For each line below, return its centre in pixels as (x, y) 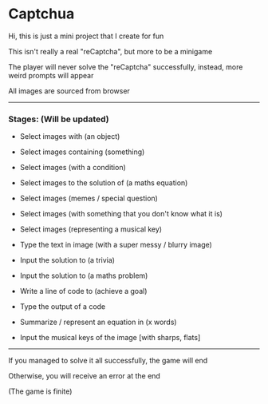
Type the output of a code (63, 307)
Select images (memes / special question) (89, 198)
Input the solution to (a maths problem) (84, 275)
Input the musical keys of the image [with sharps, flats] (110, 338)
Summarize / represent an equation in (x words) (98, 322)
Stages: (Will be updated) (59, 119)
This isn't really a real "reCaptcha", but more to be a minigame (110, 51)
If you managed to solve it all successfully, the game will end (108, 361)
